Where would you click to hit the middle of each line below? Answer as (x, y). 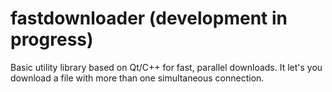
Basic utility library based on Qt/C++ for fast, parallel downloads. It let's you (166, 67)
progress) (52, 39)
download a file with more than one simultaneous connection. (137, 78)
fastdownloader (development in (149, 18)
